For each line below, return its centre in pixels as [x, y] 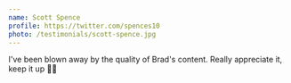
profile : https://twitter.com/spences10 [85, 26]
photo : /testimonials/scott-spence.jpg [82, 34]
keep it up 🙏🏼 [33, 69]
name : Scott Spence [44, 17]
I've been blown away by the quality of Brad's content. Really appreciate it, [145, 60]
